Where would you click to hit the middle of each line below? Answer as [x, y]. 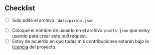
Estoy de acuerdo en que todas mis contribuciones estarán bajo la [80, 41]
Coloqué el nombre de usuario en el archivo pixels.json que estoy [81, 30]
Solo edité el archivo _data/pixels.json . [53, 20]
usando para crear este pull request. [49, 36]
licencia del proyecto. [34, 47]
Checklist [20, 8]
